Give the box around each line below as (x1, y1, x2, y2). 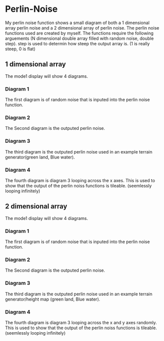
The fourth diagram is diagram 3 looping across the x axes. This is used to (5, 177, 156, 183)
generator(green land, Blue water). (5, 154, 75, 160)
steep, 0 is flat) (5, 46, 36, 52)
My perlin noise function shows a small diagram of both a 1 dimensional (5, 20, 150, 26)
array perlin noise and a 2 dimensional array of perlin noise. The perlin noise (5, 25, 160, 31)
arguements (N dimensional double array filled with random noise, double (5, 35, 154, 41)
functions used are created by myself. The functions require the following (5, 30, 154, 36)
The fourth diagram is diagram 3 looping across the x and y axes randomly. (5, 319, 157, 325)
